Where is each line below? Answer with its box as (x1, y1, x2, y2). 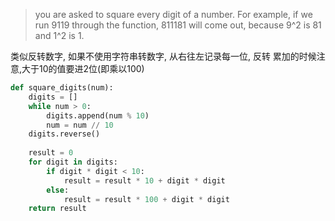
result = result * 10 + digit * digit (63, 175, 226, 186)
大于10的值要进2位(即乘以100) (21, 63, 145, 74)
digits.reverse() (28, 129, 101, 139)
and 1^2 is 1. (34, 30, 85, 41)
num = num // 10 (46, 120, 114, 130)
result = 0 (28, 148, 74, 158)
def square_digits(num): (10, 83, 114, 93)
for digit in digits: (28, 157, 118, 167)
